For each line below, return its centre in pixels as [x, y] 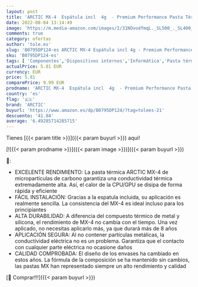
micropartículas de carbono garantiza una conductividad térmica [93, 179]
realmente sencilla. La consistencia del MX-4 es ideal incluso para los [99, 203]
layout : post [22, 11]
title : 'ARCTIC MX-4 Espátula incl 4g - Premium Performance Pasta [95, 17]
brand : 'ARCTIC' [26, 105]
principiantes [30, 210]
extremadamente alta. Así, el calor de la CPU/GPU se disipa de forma [98, 185]
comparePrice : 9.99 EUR [35, 83]
